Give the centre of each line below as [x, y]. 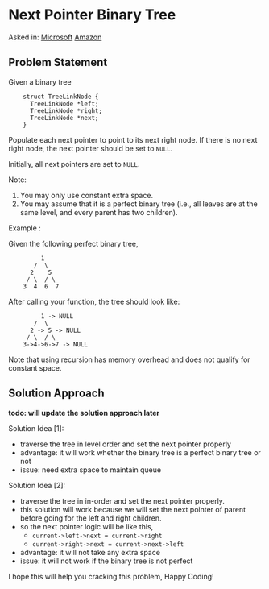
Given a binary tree [40, 81]
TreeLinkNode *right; [66, 110]
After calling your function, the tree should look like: [94, 301]
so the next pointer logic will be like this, [87, 526]
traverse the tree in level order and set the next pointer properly [126, 444]
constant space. [35, 367]
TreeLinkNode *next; [64, 118]
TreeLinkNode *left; [64, 104]
